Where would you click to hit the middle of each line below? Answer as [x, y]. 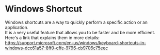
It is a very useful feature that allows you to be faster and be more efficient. [80, 32]
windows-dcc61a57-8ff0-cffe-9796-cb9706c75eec [56, 48]
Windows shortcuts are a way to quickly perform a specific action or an [76, 22]
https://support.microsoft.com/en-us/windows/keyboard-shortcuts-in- [76, 42]
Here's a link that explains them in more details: [52, 38]
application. [17, 27]
